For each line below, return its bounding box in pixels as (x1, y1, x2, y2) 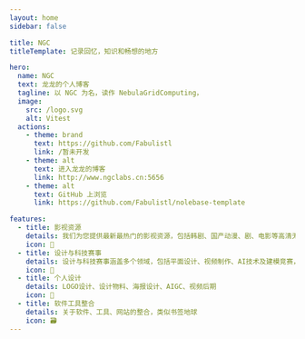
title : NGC (9, 38, 51, 47)
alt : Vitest (25, 114, 71, 123)
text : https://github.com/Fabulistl (33, 139, 172, 148)
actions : (17, 122, 51, 132)
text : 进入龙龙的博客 (33, 165, 106, 174)
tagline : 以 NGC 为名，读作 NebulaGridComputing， (17, 88, 203, 97)
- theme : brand (25, 131, 84, 140)
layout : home (9, 13, 59, 23)
